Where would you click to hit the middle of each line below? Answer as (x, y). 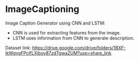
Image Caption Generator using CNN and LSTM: (55, 23)
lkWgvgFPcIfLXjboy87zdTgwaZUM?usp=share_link (58, 53)
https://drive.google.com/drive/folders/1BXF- (79, 47)
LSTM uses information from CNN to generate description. (74, 38)
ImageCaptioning (42, 9)
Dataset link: (18, 47)
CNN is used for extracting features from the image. (67, 32)
